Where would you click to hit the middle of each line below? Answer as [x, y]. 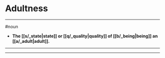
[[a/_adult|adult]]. [31, 41]
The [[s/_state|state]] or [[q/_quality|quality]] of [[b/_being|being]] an [85, 36]
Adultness [27, 9]
